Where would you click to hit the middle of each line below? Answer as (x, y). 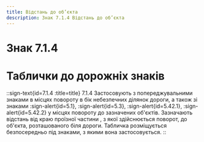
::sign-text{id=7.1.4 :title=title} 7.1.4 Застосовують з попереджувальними (100, 93)
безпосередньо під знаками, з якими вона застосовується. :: (86, 132)
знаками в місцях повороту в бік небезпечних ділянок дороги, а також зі (102, 99)
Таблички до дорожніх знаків (85, 76)
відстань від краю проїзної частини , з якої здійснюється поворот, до (97, 119)
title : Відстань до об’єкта (42, 12)
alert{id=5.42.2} (27, 112)
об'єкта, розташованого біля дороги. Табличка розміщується (87, 125)
